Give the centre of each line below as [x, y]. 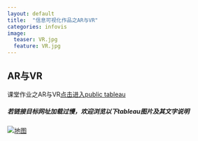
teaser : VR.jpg [36, 40]
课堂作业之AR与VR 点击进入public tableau [66, 94]
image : [17, 33]
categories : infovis [37, 27]
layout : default [31, 14]
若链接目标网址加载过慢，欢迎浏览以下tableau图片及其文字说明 [99, 112]
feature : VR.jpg [37, 46]
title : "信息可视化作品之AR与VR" [53, 20]
